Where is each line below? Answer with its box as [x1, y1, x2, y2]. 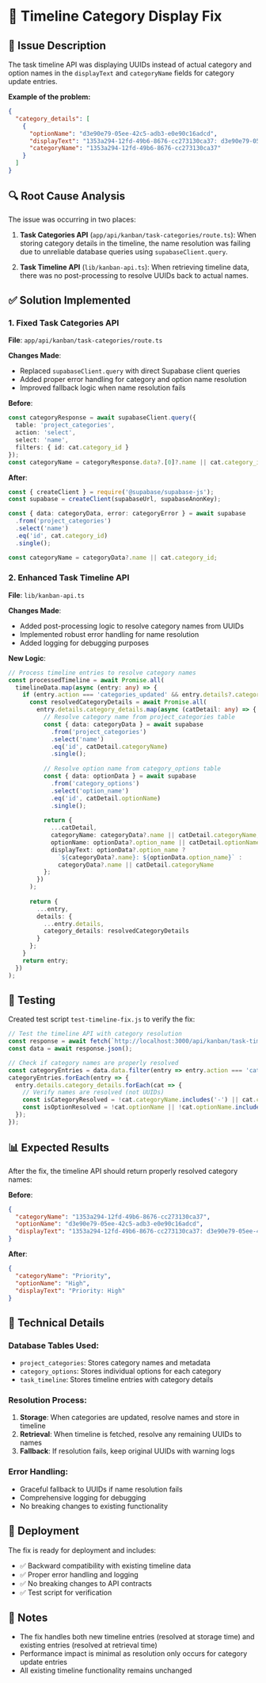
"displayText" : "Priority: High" [15, 1287, 126, 1295]
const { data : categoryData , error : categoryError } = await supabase [8, 510, 246, 518]
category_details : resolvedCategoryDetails [43, 927, 190, 936]
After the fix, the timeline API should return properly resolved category [8, 1166, 238, 1175]
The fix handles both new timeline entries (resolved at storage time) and [19, 1632, 255, 1642]
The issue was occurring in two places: [8, 214, 136, 224]
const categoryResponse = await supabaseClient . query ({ [8, 414, 196, 422]
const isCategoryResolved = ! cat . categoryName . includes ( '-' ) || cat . [22, 1096, 257, 1104]
